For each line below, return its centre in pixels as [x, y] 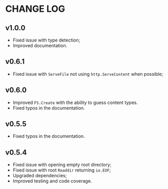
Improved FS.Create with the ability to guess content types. [75, 102]
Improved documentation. [40, 46]
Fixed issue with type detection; [46, 40]
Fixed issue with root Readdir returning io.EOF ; [62, 170]
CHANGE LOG [35, 9]
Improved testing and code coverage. [52, 181]
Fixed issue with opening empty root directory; [62, 165]
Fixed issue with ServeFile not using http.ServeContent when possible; [88, 74]
